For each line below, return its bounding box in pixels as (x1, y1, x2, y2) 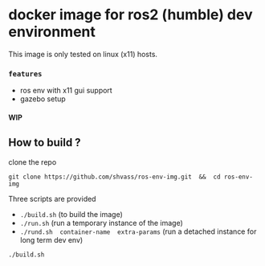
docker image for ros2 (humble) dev (8, 6, 253, 24)
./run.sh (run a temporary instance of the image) (19, 218, 183, 227)
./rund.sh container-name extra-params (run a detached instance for (19, 227, 257, 236)
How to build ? (8, 136, 82, 149)
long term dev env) (19, 235, 84, 244)
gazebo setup (19, 94, 66, 104)
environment (8, 23, 96, 41)
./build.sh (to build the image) (19, 209, 123, 219)
